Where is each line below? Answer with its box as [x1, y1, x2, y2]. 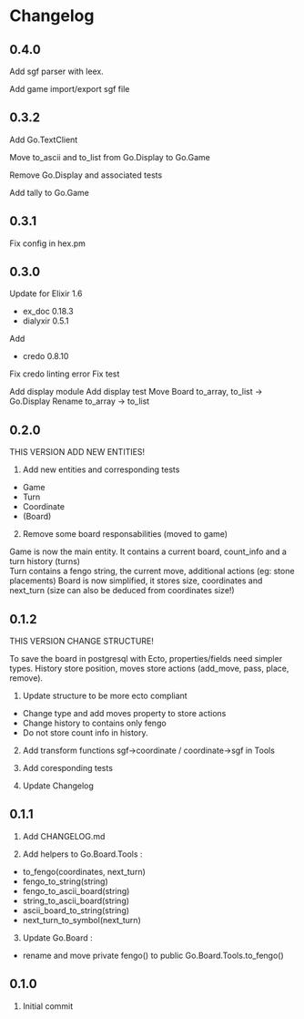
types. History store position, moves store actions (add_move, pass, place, [9, 663, 289, 674]
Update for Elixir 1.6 [9, 288, 83, 299]
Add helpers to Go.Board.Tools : [22, 849, 143, 859]
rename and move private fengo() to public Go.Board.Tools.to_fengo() [22, 950, 284, 961]
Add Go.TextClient [9, 134, 78, 145]
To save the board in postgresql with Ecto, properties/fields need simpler [9, 654, 283, 664]
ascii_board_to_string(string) [22, 904, 130, 916]
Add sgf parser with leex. [9, 66, 105, 77]
